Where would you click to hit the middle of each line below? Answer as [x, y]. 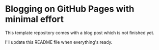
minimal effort [34, 19]
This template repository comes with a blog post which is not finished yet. [80, 33]
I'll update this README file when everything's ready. [59, 42]
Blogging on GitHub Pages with [70, 9]
